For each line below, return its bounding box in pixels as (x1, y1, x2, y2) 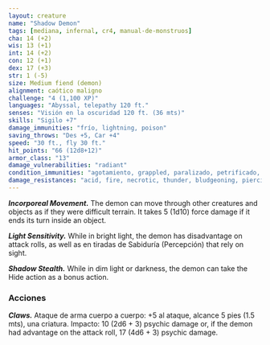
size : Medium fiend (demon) (8, 79, 103, 87)
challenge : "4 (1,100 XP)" (8, 94, 99, 102)
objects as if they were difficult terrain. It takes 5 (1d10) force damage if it (8, 207, 251, 216)
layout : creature (8, 11, 67, 20)
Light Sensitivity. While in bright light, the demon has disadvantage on (8, 231, 243, 240)
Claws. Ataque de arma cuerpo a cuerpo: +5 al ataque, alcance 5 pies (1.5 (8, 310, 256, 320)
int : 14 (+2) (8, 49, 52, 57)
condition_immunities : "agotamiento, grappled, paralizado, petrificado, (8, 169, 261, 177)
